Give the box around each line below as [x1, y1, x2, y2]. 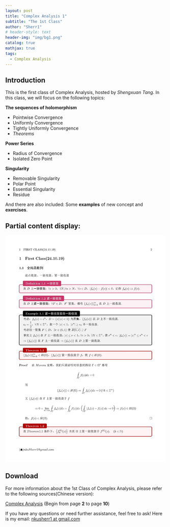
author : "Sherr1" [5, 24, 42, 29]
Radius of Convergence [12, 150, 63, 157]
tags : [5, 51, 17, 56]
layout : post [5, 8, 33, 13]
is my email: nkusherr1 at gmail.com [5, 516, 80, 522]
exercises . [5, 207, 28, 213]
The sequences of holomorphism [5, 105, 77, 111]
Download [5, 472, 38, 480]
